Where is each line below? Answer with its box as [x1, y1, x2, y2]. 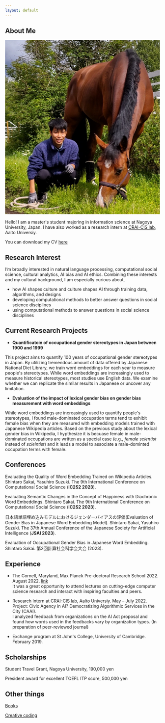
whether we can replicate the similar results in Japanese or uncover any [5, 380, 151, 386]
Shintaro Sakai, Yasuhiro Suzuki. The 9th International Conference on [5, 479, 145, 484]
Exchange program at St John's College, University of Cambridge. [12, 634, 146, 640]
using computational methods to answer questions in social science [12, 307, 150, 313]
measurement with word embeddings [12, 400, 91, 406]
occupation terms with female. [5, 446, 67, 452]
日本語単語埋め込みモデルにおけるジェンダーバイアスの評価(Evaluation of [5, 514, 154, 520]
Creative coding [5, 712, 38, 719]
